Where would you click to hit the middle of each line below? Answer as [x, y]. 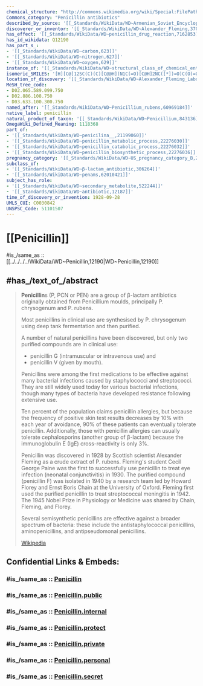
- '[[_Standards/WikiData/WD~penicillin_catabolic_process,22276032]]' [98, 147]
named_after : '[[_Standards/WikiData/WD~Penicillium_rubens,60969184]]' [100, 107]
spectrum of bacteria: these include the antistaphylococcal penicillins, [108, 525]
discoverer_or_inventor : [37, 29]
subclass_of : [23, 164]
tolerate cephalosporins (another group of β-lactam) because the [102, 437]
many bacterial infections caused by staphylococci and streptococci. [107, 380]
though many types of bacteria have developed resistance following [106, 393]
